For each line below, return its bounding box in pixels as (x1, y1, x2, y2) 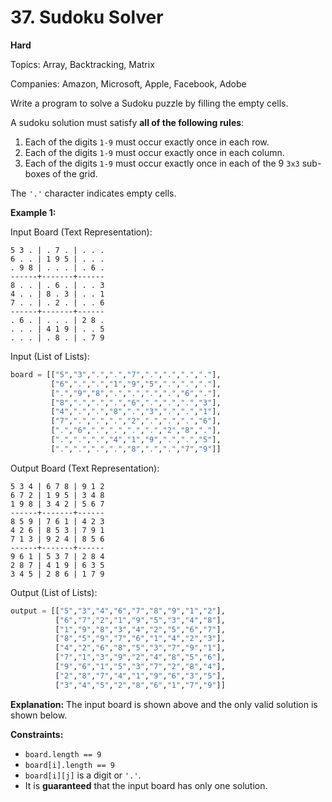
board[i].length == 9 (24, 760, 115, 770)
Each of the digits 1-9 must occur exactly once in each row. (24, 136, 270, 148)
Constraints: (10, 728, 64, 740)
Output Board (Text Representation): (10, 462, 160, 474)
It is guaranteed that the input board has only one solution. (24, 779, 268, 791)
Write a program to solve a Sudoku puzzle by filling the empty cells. (10, 97, 289, 109)
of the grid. (52, 167, 98, 180)
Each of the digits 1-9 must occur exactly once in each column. (24, 146, 285, 158)
